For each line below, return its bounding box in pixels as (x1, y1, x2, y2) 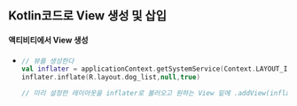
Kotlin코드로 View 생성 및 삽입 (8, 8, 168, 24)
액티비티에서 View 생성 (8, 34, 89, 45)
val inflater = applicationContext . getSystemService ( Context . (20, 64, 256, 73)
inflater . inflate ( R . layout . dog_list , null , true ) (20, 73, 201, 82)
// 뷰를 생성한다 (20, 57, 74, 65)
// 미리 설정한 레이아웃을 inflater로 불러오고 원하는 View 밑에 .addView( (20, 89, 270, 98)
